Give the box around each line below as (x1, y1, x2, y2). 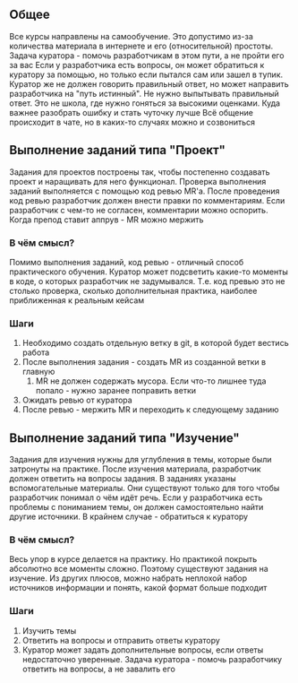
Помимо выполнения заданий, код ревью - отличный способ (9, 256, 244, 267)
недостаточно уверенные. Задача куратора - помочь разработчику (21, 653, 283, 664)
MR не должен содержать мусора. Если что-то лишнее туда (35, 376, 267, 386)
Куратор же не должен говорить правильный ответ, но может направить (9, 78, 289, 89)
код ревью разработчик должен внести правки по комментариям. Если (9, 195, 285, 205)
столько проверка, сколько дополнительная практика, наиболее (9, 285, 258, 296)
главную (21, 367, 55, 377)
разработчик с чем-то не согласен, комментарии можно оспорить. (9, 204, 268, 215)
